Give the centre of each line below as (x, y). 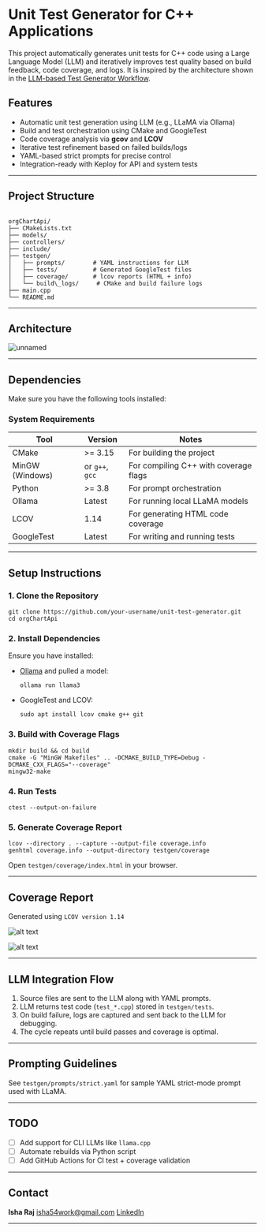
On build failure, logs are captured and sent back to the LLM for (123, 1014)
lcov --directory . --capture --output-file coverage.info (107, 844)
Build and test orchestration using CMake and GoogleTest (113, 130)
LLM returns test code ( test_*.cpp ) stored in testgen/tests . (117, 1006)
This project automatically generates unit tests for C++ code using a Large (129, 53)
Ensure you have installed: (51, 655)
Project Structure (51, 196)
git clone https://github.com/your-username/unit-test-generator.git (125, 612)
